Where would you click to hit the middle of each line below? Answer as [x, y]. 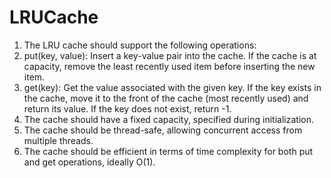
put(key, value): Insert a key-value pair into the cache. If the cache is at [170, 55]
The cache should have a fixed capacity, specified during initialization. [168, 119]
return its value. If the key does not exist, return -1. [127, 108]
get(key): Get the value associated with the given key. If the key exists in [172, 87]
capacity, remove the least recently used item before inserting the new [169, 66]
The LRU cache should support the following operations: [140, 45]
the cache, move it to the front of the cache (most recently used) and [166, 98]
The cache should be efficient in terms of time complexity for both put [168, 151]
